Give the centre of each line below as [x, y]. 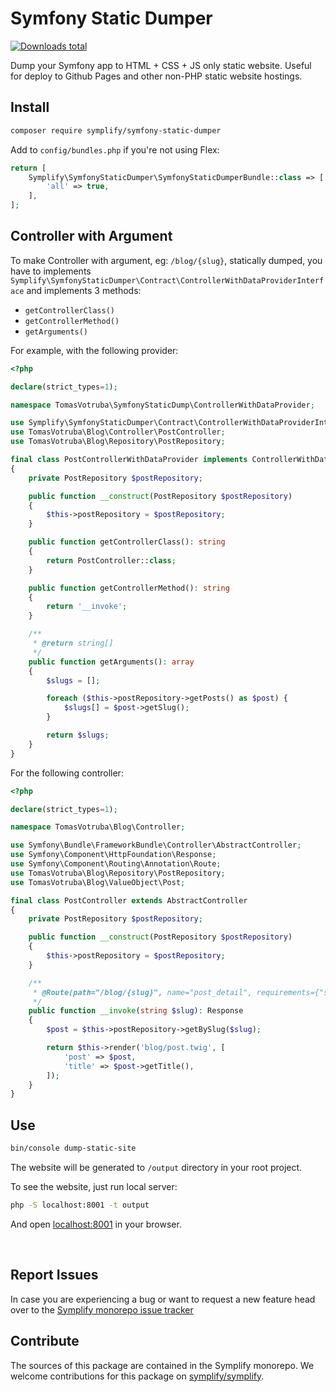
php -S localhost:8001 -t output [80, 1205]
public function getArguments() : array [111, 662]
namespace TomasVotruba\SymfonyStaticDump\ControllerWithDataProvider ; [162, 405]
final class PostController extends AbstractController [129, 900]
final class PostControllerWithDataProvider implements [129, 460]
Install [30, 107]
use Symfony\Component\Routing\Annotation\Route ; [116, 864]
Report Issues [54, 1275]
